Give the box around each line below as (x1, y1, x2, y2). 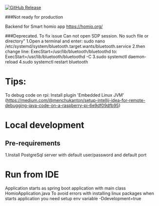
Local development (5, 120, 84, 131)
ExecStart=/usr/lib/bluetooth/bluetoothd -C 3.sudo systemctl (5, 54, 127, 60)
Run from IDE (5, 169, 60, 180)
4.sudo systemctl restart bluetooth (19, 59, 88, 64)
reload (5, 59, 18, 64)
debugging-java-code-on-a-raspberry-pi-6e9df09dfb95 (5, 103, 119, 108)
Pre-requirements (5, 139, 61, 147)
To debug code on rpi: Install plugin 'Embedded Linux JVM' (5, 92, 124, 98)
